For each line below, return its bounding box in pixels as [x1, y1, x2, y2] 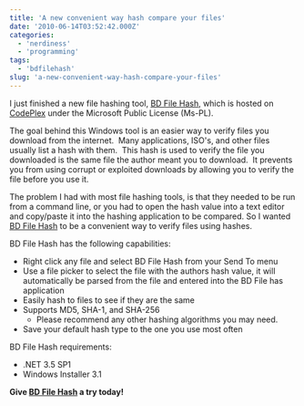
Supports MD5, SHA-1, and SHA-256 [22, 304, 160, 315]
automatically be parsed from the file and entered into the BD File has [22, 275, 284, 286]
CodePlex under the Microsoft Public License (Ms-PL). [9, 107, 214, 119]
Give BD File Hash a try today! [9, 386, 125, 397]
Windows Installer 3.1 [22, 369, 102, 380]
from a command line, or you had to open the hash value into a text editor [9, 201, 285, 212]
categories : [9, 30, 55, 39]
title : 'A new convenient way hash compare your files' [9, 13, 226, 23]
